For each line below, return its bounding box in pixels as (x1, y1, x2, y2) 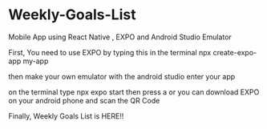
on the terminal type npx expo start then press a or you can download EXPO (8, 87, 260, 97)
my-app (22, 56, 49, 66)
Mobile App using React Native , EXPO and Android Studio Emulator (8, 32, 233, 42)
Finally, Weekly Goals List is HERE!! (8, 111, 124, 121)
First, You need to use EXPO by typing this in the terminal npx (8, 47, 212, 57)
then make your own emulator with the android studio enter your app (8, 71, 236, 81)
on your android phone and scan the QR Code (8, 95, 160, 105)
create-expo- (212, 47, 257, 57)
